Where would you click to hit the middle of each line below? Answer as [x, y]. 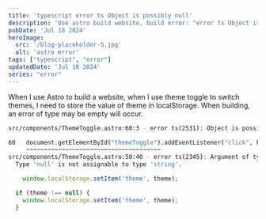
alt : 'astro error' [47, 52]
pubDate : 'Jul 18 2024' [47, 30]
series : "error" [35, 74]
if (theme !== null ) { [53, 193]
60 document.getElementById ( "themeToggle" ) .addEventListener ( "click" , [131, 142]
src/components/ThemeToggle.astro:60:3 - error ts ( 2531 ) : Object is [123, 128]
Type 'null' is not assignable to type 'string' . [99, 164]
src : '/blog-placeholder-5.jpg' [69, 45]
